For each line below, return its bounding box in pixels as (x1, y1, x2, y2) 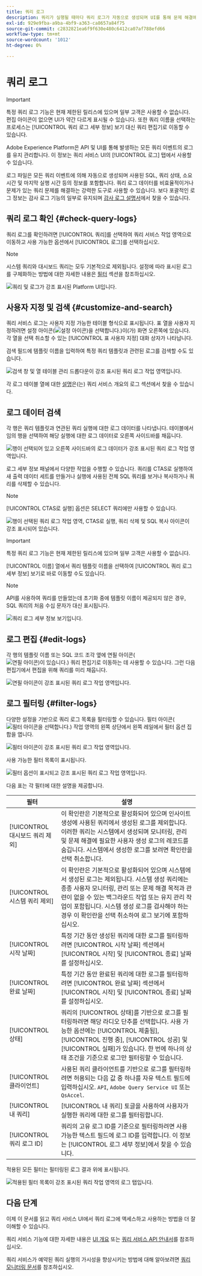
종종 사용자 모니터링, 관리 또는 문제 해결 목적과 (61, 884, 185, 892)
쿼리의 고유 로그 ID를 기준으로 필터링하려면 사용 (61, 1122, 188, 1130)
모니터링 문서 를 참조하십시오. (6, 1263, 74, 1271)
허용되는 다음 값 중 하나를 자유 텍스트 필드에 (73, 1073, 191, 1082)
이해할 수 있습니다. (6, 1222, 50, 1230)
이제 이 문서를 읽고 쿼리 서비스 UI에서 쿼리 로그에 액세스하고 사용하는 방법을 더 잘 (6, 1215, 196, 1222)
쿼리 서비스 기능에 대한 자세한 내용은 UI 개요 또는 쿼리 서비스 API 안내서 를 (6, 1235, 179, 1242)
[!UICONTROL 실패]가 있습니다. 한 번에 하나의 (61, 1044, 185, 1052)
